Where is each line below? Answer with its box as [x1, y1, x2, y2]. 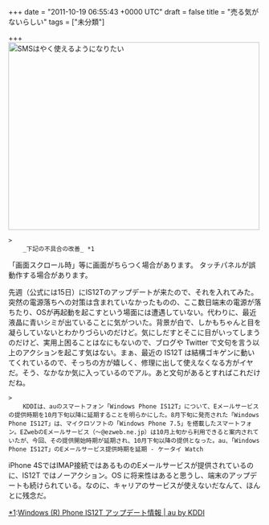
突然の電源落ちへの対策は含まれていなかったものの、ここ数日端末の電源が [8, 297, 255, 307]
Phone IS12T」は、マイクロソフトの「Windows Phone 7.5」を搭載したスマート [8, 420, 241, 428]
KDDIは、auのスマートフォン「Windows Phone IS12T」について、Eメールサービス [22, 403, 259, 411]
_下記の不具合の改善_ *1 [22, 245, 95, 253]
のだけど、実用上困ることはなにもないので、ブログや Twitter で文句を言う [8, 337, 253, 347]
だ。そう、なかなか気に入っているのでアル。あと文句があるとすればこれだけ [8, 368, 261, 377]
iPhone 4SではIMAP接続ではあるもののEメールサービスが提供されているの [8, 461, 255, 469]
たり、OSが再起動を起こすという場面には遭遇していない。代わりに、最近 [14, 308, 257, 316]
